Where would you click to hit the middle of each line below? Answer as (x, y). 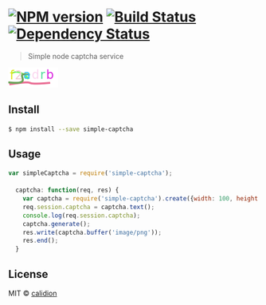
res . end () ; (41, 241)
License (28, 274)
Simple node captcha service (76, 56)
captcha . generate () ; (57, 224)
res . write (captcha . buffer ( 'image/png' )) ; (92, 232)
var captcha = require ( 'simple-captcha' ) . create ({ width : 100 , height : (142, 199)
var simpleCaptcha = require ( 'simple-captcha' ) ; (90, 173)
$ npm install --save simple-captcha (71, 129)
